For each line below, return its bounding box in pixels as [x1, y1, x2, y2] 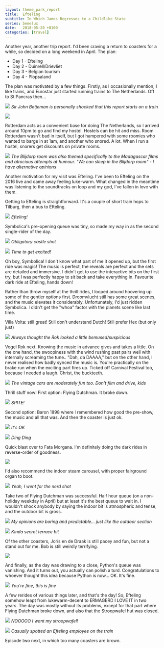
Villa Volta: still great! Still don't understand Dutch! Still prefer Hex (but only [5, 319, 157, 325]
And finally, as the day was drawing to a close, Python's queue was [5, 562, 141, 568]
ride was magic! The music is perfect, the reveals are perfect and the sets [5, 263, 154, 269]
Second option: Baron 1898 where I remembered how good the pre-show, [5, 409, 154, 415]
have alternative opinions [5, 164, 57, 170]
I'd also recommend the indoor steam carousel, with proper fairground [5, 468, 147, 474]
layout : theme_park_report [5, 7, 60, 12]
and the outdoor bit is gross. [5, 509, 62, 514]
